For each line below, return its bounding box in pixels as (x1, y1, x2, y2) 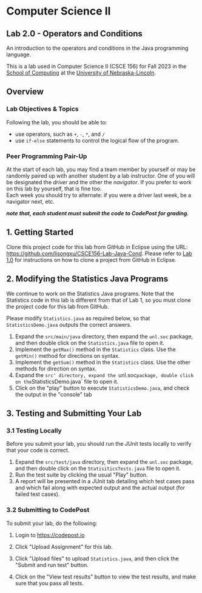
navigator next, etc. (6, 198, 55, 205)
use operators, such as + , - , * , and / (15, 130, 105, 138)
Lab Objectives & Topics (6, 105, 79, 113)
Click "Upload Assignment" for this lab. (15, 543, 113, 550)
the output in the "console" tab (15, 390, 92, 398)
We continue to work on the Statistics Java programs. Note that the (6, 290, 174, 297)
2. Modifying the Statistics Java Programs (6, 274, 169, 284)
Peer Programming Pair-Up (6, 152, 87, 160)
